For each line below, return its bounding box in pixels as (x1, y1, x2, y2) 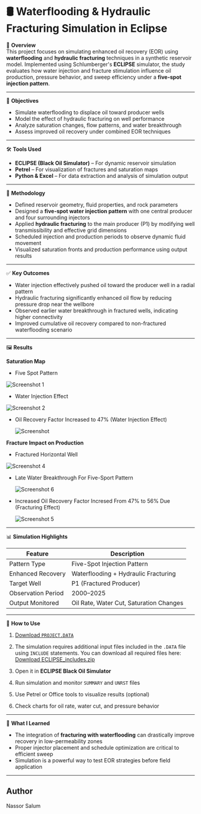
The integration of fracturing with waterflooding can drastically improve (14, 731, 194, 738)
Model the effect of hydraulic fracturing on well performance (14, 115, 165, 122)
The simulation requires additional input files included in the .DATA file (14, 643, 187, 650)
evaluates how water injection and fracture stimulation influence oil (6, 67, 172, 74)
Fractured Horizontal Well (14, 451, 78, 458)
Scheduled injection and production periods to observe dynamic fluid (14, 232, 186, 240)
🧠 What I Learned (6, 719, 50, 727)
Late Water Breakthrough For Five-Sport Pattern (14, 474, 133, 481)
